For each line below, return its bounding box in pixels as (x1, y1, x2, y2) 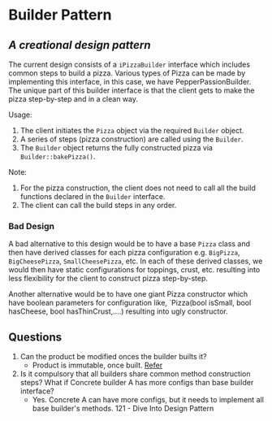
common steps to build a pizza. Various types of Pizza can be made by (8, 68, 246, 78)
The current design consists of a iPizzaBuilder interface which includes (8, 59, 250, 69)
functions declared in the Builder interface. (19, 192, 166, 201)
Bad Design (8, 220, 55, 232)
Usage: (8, 110, 32, 119)
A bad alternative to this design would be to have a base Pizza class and (8, 239, 250, 249)
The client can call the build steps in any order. (19, 201, 177, 210)
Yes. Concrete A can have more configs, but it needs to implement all (32, 395, 264, 405)
